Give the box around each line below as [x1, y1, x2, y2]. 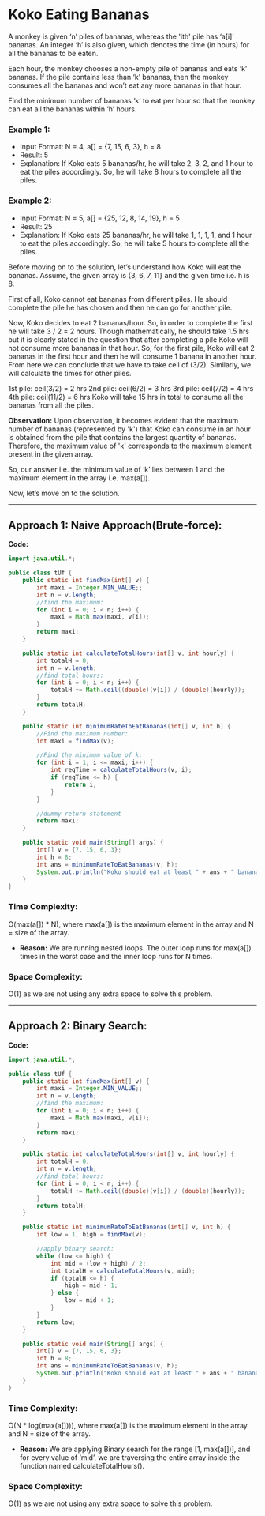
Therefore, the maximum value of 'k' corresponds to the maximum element [8, 441, 252, 450]
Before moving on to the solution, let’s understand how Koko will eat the [8, 262, 241, 272]
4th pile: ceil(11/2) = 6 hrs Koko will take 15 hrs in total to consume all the [8, 392, 244, 401]
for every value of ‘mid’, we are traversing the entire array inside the [19, 1452, 241, 1462]
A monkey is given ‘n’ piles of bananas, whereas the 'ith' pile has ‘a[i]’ [8, 32, 234, 41]
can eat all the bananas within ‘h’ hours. [8, 104, 137, 114]
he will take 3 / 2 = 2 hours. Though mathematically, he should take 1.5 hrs [8, 326, 250, 336]
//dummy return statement [36, 810, 122, 818]
